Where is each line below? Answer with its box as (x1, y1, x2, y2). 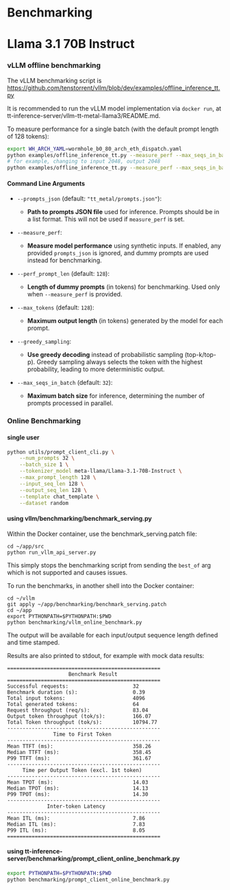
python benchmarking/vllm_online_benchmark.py (7, 619, 142, 626)
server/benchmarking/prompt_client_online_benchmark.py (7, 854, 180, 863)
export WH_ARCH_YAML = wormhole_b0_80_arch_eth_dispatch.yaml (7, 145, 183, 152)
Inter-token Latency (47, 803, 106, 810)
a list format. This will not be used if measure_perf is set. (27, 215, 185, 224)
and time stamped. (7, 638, 60, 646)
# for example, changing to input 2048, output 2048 (7, 158, 161, 165)
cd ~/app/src (7, 543, 44, 550)
